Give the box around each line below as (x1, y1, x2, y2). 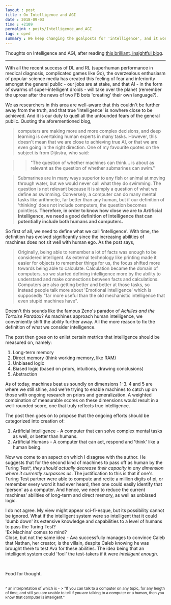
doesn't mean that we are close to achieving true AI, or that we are (17, 138, 158, 145)
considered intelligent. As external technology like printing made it (17, 254, 157, 261)
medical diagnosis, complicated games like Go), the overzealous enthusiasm (5, 70, 166, 76)
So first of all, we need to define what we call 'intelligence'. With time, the (5, 228, 159, 234)
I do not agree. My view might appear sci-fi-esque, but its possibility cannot (5, 507, 164, 514)
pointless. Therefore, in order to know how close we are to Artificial (17, 207, 162, 214)
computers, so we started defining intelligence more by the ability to (17, 270, 161, 276)
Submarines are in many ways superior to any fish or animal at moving (17, 175, 165, 181)
